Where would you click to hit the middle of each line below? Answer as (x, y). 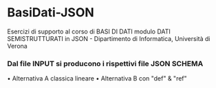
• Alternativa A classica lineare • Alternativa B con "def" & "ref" (97, 78)
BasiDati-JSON (51, 13)
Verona (17, 46)
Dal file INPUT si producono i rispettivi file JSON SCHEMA (105, 63)
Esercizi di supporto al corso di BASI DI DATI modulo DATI (89, 31)
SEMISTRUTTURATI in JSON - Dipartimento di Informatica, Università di (109, 38)
